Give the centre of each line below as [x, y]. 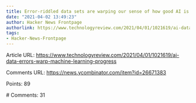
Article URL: [20, 55]
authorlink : [20, 28]
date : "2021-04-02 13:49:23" [41, 17]
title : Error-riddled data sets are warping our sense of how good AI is [98, 11]
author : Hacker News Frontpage [44, 22]
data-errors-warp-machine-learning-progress [61, 61]
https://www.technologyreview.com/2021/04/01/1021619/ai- [108, 55]
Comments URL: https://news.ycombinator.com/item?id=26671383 [86, 72]
